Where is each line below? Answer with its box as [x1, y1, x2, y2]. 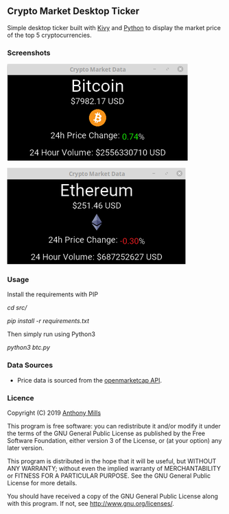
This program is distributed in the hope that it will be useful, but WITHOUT [7, 457, 217, 465]
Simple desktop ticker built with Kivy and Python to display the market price [7, 23, 221, 31]
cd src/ [7, 304, 27, 312]
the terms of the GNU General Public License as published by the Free [7, 429, 206, 437]
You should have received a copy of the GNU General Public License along [7, 492, 218, 500]
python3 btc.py [7, 344, 50, 352]
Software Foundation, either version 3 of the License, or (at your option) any [7, 437, 222, 444]
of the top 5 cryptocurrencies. [7, 31, 93, 39]
